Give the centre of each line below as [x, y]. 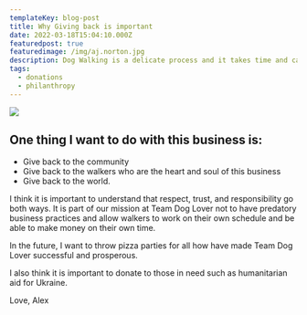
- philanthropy [47, 86]
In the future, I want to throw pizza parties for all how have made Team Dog [151, 246]
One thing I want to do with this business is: [136, 140]
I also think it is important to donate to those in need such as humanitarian [148, 273]
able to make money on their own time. [83, 228]
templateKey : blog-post [55, 18]
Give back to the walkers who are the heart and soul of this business [152, 172]
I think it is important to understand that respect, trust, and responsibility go [152, 199]
